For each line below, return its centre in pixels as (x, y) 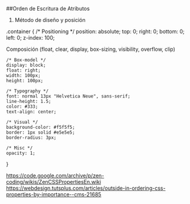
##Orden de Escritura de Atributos (48, 9)
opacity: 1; (21, 153)
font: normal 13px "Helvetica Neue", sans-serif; (68, 96)
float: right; (24, 70)
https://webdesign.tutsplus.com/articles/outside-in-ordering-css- (86, 188)
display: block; (26, 65)
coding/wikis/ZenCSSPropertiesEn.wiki (54, 182)
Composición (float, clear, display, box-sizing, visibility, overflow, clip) (91, 49)
